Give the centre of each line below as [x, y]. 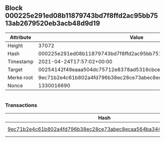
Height [15, 45]
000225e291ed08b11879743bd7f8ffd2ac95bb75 [82, 16]
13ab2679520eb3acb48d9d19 [53, 23]
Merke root [20, 77]
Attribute [20, 37]
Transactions [21, 105]
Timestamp [21, 61]
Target [15, 69]
